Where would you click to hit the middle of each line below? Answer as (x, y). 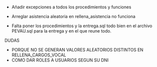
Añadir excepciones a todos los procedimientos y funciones (71, 7)
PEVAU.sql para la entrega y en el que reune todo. (62, 31)
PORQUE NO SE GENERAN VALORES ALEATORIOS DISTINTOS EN (77, 50)
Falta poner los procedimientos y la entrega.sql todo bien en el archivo (82, 26)
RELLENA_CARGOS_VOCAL (39, 55)
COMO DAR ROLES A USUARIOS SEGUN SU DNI (60, 60)
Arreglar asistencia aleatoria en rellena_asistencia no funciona (73, 16)
